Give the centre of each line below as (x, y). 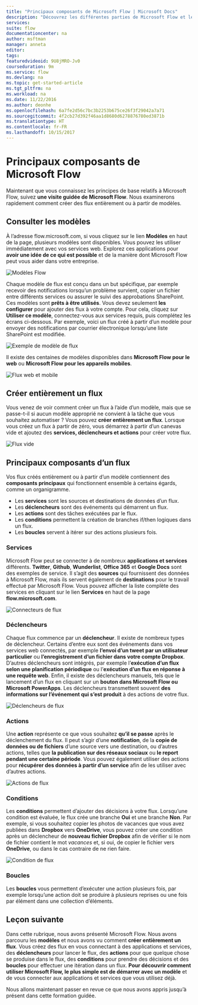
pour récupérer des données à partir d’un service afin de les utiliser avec (96, 765)
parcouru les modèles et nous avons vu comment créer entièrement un (94, 940)
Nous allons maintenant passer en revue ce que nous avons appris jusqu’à (96, 989)
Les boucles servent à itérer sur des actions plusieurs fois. (86, 532)
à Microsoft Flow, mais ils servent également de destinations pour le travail (98, 579)
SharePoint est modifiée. (36, 334)
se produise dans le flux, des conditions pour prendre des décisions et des (98, 959)
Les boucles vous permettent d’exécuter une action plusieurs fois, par (91, 888)
